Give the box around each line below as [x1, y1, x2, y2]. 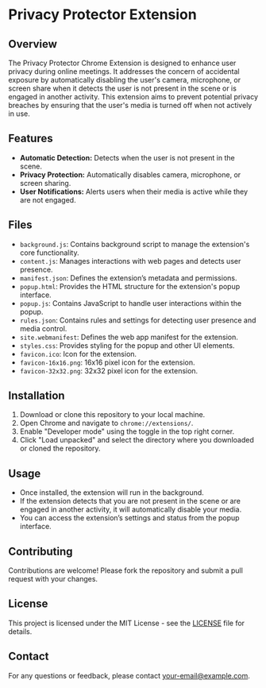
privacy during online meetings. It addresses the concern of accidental [8, 67, 240, 76]
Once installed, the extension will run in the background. [19, 488, 204, 497]
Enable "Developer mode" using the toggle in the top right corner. [19, 427, 235, 436]
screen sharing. [19, 178, 71, 187]
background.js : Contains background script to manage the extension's [19, 239, 250, 249]
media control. [19, 323, 67, 333]
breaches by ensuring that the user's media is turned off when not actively [8, 101, 253, 110]
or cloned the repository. [19, 443, 101, 454]
